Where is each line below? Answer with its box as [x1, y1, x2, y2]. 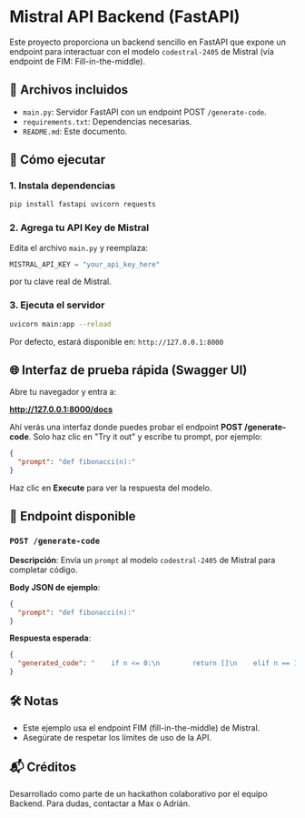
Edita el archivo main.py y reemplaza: [9, 242, 148, 253]
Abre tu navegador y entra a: [9, 387, 117, 398]
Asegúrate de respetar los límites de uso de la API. [22, 732, 212, 742]
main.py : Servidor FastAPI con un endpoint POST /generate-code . [22, 106, 268, 117]
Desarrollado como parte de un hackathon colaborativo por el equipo [9, 788, 268, 799]
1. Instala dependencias [9, 179, 116, 192]
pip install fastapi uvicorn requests [9, 200, 156, 209]
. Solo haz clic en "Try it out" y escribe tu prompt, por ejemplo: [28, 431, 263, 442]
